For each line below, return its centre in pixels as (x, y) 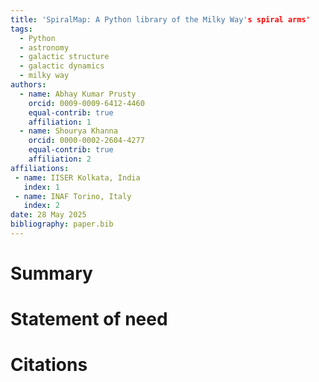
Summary (51, 273)
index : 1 (41, 187)
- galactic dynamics (62, 66)
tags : (21, 29)
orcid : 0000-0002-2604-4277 (86, 141)
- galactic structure (64, 57)
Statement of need (89, 319)
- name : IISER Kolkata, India (77, 177)
